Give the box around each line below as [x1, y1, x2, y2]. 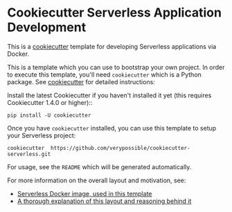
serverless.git [7, 151, 51, 157]
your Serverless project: [7, 131, 76, 139]
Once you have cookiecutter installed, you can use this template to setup [7, 124, 217, 132]
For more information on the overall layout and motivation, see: [7, 176, 186, 184]
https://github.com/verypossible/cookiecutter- [51, 144, 190, 151]
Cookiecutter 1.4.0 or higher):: [7, 98, 93, 106]
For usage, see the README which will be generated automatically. [7, 162, 192, 171]
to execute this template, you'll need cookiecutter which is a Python [7, 70, 202, 79]
